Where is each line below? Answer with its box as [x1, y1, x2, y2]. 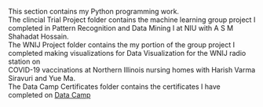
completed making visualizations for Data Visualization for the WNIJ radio [8, 49, 247, 57]
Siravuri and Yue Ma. [8, 74, 76, 83]
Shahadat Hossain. [8, 31, 69, 41]
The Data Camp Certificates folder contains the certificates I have [8, 82, 221, 91]
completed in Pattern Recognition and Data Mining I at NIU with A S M [8, 24, 234, 32]
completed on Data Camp [8, 90, 91, 99]
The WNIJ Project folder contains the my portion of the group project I [8, 40, 236, 50]
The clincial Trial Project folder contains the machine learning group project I [8, 15, 256, 24]
